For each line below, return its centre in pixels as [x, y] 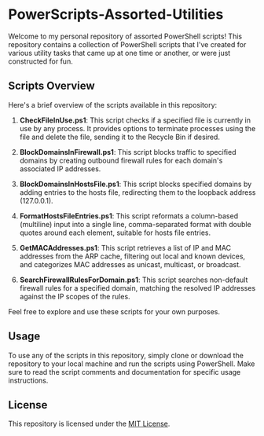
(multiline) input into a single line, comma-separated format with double [135, 224]
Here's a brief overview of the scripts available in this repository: [113, 104]
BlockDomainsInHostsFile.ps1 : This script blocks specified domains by [136, 184]
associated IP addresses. [60, 169]
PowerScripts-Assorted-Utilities [116, 15]
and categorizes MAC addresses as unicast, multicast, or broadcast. [130, 264]
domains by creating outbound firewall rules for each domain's [121, 160]
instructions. [28, 380]
